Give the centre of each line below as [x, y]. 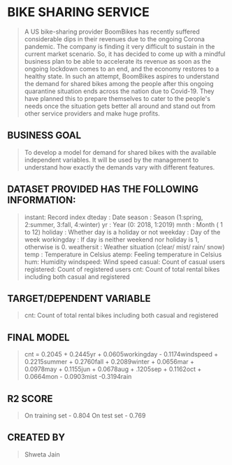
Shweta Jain [42, 454]
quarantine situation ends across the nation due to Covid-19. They [119, 91]
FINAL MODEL [38, 337]
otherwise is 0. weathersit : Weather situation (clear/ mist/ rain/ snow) [124, 247]
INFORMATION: [42, 200]
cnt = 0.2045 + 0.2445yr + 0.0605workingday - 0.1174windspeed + [121, 354]
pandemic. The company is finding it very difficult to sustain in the [119, 46]
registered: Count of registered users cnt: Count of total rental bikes [122, 269]
